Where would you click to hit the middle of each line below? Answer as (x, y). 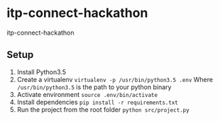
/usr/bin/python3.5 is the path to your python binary (94, 87)
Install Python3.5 (42, 71)
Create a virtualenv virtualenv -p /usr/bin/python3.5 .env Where (115, 79)
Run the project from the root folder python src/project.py (103, 109)
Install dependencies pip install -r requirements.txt (97, 102)
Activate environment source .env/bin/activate (87, 94)
